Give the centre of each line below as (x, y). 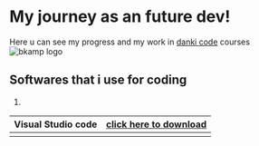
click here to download (156, 124)
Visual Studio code (56, 124)
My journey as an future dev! (120, 17)
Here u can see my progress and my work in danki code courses (130, 42)
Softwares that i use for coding (98, 80)
